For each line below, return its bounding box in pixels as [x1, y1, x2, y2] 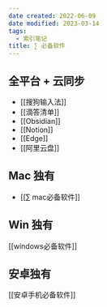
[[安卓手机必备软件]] [8, 290, 76, 300]
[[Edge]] [19, 133, 49, 143]
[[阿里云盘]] [19, 143, 60, 152]
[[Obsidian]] [19, 116, 61, 126]
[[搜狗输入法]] [19, 96, 67, 106]
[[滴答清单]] [19, 107, 60, 117]
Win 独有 [8, 218, 53, 232]
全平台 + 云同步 [8, 74, 85, 87]
